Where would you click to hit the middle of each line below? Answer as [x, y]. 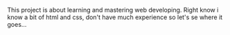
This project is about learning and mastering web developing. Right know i [113, 10]
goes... [17, 24]
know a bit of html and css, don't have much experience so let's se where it [115, 17]
